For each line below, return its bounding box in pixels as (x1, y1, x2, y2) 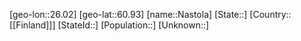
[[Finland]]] (9, 19, 56, 31)
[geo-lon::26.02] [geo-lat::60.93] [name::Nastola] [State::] (9, 9, 248, 20)
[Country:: (249, 9, 292, 20)
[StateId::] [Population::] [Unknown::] (57, 19, 210, 31)
